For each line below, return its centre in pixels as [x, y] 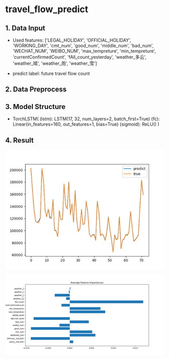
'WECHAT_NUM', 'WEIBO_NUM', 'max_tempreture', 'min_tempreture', [84, 51]
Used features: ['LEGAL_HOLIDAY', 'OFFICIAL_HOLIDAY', [72, 40]
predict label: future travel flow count [51, 74]
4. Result [19, 140]
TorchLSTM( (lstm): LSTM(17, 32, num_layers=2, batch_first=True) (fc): [86, 119]
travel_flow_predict [47, 9]
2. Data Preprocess [36, 89]
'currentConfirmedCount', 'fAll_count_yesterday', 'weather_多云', [79, 57]
